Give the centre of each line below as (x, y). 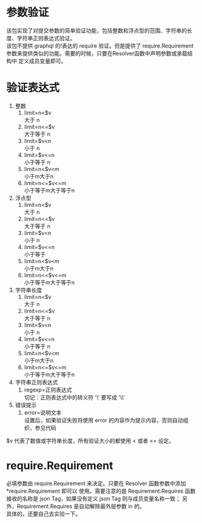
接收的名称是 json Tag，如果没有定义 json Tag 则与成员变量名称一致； (93, 498)
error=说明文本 (43, 412)
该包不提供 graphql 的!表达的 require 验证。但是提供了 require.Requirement (100, 46)
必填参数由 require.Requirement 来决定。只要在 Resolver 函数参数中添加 (96, 483)
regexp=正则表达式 (48, 390)
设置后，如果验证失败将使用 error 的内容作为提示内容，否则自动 (103, 420)
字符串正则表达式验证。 (46, 38)
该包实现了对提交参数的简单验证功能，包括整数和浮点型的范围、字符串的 (96, 30)
